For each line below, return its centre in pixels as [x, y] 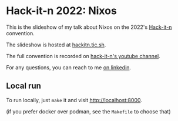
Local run [23, 86]
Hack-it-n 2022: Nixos [62, 11]
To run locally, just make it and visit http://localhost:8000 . [74, 100]
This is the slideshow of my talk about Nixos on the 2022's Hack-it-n [89, 27]
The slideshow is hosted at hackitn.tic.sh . [56, 45]
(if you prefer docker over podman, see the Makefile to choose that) [89, 111]
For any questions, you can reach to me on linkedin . [68, 67]
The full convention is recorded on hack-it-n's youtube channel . [83, 56]
